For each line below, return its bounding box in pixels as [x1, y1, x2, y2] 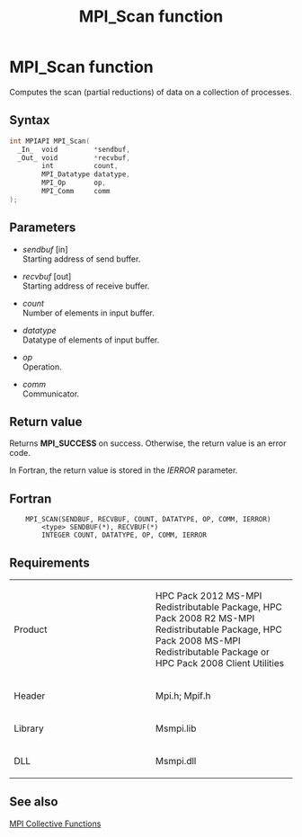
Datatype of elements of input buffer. [22, 334, 160, 345]
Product [13, 623, 48, 636]
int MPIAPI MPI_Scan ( [9, 137, 91, 146]
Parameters [9, 220, 76, 236]
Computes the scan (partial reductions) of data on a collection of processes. [9, 86, 292, 97]
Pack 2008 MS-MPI [155, 635, 241, 646]
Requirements [9, 555, 90, 570]
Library [13, 722, 44, 735]
